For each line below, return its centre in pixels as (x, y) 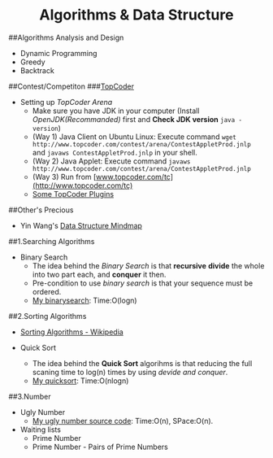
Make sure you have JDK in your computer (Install (116, 111)
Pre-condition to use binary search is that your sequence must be (143, 283)
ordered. (47, 291)
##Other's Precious (41, 210)
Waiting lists (40, 430)
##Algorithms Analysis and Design (66, 37)
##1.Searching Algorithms (52, 241)
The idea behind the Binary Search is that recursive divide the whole (148, 265)
